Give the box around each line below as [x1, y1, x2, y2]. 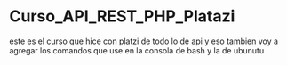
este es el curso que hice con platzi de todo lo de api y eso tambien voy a [9, 36, 278, 46]
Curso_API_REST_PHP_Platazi [9, 6, 235, 27]
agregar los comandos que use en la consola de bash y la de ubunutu [9, 45, 265, 55]
